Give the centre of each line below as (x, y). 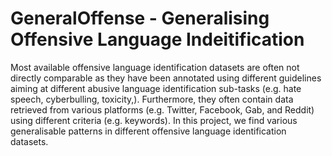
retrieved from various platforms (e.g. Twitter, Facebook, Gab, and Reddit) (162, 109)
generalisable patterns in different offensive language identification (148, 131)
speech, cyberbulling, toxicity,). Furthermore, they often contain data (152, 99)
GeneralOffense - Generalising (140, 18)
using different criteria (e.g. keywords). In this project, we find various (154, 120)
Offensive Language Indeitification (157, 39)
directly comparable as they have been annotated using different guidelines (166, 78)
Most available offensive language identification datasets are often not (155, 67)
